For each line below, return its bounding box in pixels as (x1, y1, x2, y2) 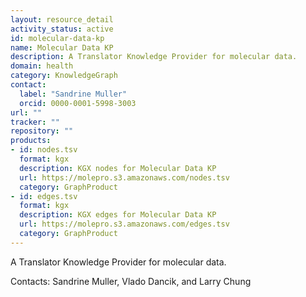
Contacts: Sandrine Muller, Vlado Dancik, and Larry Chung (10, 275, 252, 287)
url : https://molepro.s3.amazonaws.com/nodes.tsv (19, 172, 230, 183)
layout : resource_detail (10, 14, 114, 25)
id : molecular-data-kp (10, 33, 105, 43)
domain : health (10, 61, 74, 71)
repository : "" (10, 126, 74, 136)
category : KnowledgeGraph (10, 71, 118, 81)
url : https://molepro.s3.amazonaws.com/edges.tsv (19, 219, 230, 230)
